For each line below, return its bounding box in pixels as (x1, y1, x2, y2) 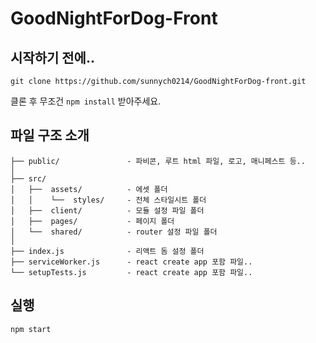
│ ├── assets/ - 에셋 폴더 (10, 184, 168, 194)
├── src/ (10, 173, 47, 184)
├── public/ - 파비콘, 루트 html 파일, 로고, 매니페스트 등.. (10, 156, 306, 166)
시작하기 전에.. (10, 49, 95, 66)
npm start (10, 324, 52, 334)
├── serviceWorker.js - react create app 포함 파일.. (10, 257, 253, 267)
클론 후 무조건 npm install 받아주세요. (10, 95, 162, 107)
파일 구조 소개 (10, 127, 90, 144)
